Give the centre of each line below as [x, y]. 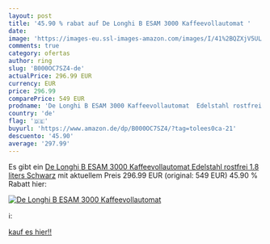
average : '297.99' [39, 143]
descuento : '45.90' [41, 136]
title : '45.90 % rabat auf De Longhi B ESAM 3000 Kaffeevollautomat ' [130, 23]
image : [19, 38]
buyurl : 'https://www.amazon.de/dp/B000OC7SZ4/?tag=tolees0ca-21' [122, 128]
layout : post [30, 16]
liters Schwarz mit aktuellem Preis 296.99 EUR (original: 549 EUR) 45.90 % [133, 175]
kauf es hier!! [30, 232]
